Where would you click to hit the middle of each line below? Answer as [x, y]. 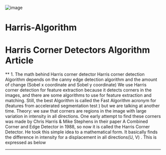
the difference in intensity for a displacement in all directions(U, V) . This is [81, 137]
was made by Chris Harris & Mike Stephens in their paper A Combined [77, 121]
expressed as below [25, 143]
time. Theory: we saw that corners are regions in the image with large [76, 111]
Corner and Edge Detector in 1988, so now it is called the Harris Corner [78, 127]
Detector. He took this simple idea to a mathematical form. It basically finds [82, 132]
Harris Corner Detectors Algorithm [78, 50]
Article [19, 60]
